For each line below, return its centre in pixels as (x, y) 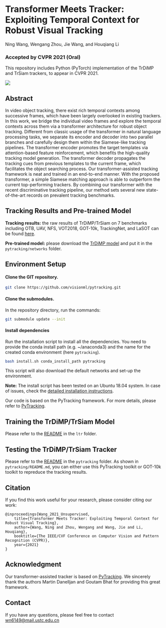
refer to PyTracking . (25, 406)
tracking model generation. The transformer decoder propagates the (75, 158)
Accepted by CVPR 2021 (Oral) (43, 57)
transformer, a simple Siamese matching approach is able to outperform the (83, 179)
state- (152, 190)
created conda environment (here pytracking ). (53, 352)
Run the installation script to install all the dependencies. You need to (76, 341)
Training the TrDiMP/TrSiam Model (60, 422)
